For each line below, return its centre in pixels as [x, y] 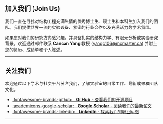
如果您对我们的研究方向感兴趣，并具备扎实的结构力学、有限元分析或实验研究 [81, 37]
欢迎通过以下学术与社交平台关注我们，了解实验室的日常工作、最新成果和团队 [81, 83]
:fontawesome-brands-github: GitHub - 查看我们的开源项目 [73, 99]
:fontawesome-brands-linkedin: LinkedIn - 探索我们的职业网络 [75, 111]
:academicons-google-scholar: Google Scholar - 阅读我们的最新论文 [82, 106]
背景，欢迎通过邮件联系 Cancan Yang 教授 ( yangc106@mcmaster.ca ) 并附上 [81, 43]
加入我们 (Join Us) [33, 9]
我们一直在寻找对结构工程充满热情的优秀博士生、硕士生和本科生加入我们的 [79, 21]
